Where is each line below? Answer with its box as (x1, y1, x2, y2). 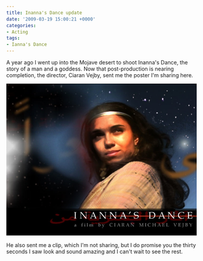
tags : (6, 35, 20, 42)
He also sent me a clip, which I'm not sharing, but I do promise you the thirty (6, 242, 196, 249)
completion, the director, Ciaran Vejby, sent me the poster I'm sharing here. (6, 72, 193, 78)
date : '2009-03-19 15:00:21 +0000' (6, 16, 96, 22)
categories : (6, 22, 36, 28)
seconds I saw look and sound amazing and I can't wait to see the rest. (6, 248, 183, 256)
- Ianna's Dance (6, 42, 47, 48)
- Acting (6, 29, 28, 35)
